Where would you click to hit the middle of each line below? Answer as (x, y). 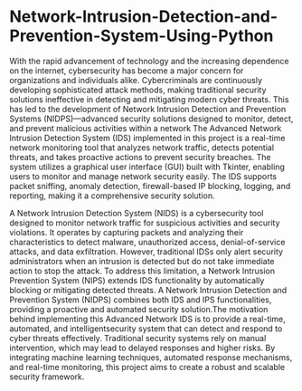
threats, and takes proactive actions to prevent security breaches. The (140, 157)
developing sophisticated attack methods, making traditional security (138, 90)
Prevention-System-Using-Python (142, 36)
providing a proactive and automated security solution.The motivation (139, 309)
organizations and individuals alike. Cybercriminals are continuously (136, 80)
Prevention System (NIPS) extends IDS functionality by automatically (137, 280)
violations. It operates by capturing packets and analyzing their (127, 232)
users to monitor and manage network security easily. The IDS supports (143, 176)
